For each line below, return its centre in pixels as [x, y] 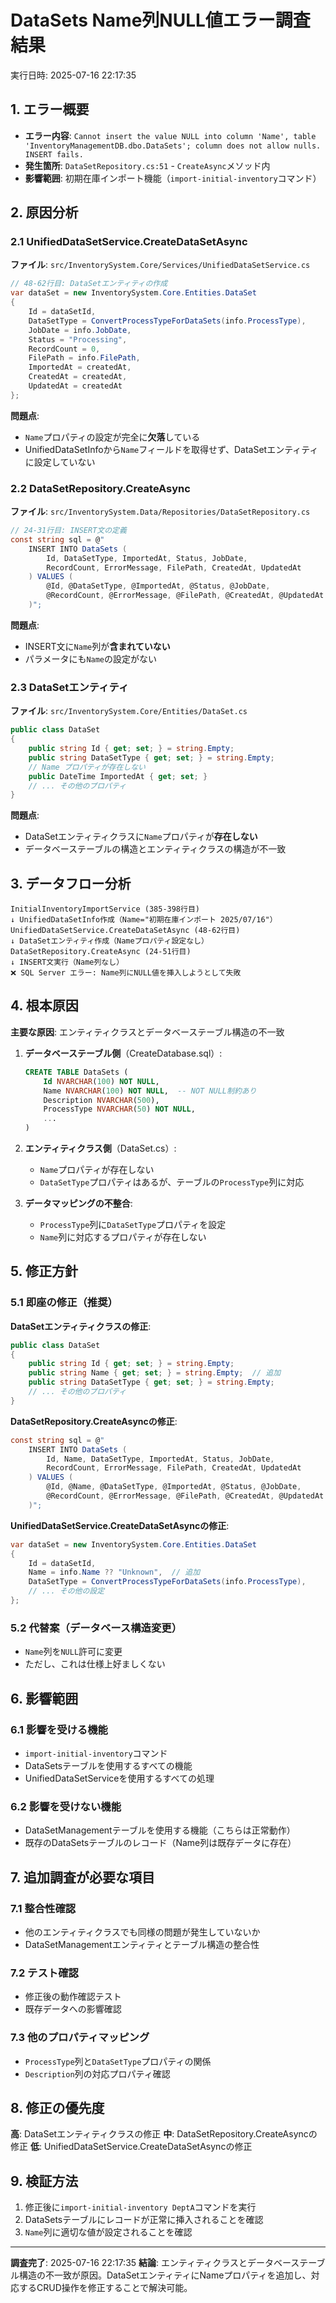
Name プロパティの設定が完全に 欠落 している [112, 437]
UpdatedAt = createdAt [75, 386]
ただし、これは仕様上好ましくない [95, 1664]
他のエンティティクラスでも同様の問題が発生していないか [142, 1932]
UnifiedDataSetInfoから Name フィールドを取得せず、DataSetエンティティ [171, 449]
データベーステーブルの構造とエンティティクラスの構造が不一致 [155, 849]
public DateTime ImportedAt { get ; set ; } [118, 776]
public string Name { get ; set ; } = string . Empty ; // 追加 [155, 1373]
